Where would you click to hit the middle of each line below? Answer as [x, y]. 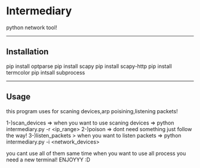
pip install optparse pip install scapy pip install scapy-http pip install [89, 66]
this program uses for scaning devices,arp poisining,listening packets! [92, 111]
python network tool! [32, 27]
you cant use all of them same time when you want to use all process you [96, 153]
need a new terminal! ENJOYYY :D [48, 160]
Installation [27, 52]
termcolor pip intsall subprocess [46, 72]
